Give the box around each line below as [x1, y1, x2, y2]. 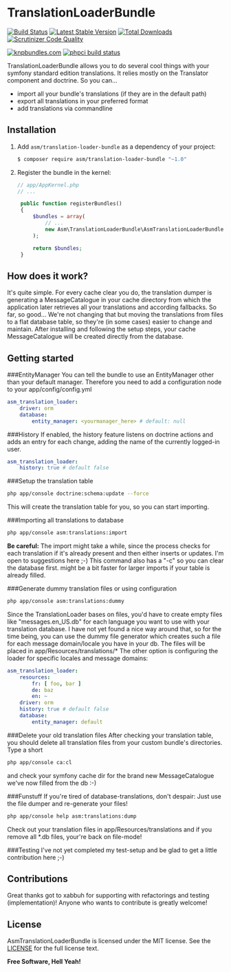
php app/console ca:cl [7, 759, 72, 765]
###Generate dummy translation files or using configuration [7, 584, 177, 593]
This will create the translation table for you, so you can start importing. [7, 503, 210, 511]
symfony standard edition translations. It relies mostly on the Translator [7, 69, 208, 77]
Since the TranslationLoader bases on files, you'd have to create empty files [7, 610, 223, 618]
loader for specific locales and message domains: [7, 654, 148, 662]
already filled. [7, 571, 46, 579]
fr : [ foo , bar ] [32, 680, 81, 687]
